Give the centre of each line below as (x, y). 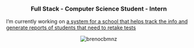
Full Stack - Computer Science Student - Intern (99, 9)
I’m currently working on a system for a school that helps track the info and (97, 22)
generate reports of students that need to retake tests (71, 28)
